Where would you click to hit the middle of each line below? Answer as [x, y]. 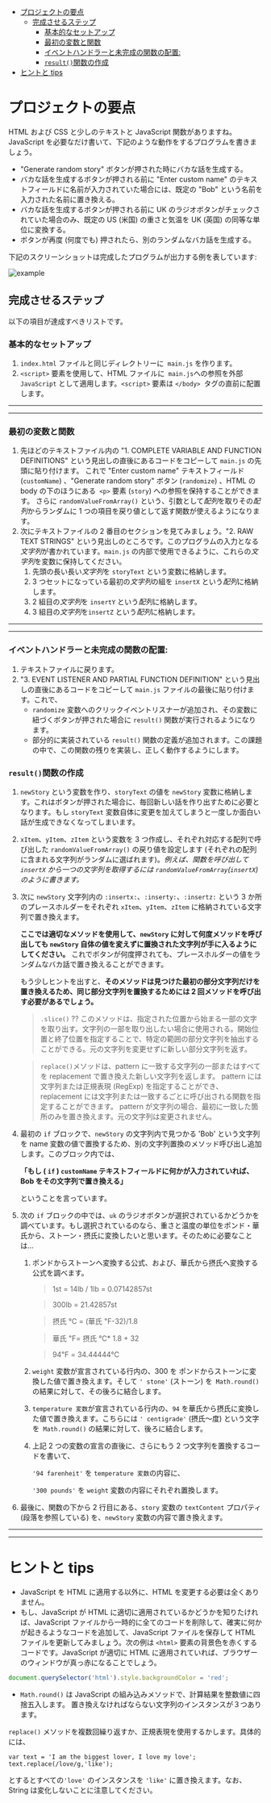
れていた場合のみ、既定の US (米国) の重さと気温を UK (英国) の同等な [136, 219]
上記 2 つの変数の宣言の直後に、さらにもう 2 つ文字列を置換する [139, 1446]
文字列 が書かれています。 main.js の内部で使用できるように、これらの [135, 552]
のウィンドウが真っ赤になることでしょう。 [90, 1662]
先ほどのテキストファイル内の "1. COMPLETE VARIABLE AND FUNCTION [141, 451]
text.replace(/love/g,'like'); [61, 1764]
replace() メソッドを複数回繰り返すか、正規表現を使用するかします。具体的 [135, 1731]
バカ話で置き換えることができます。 [108, 964]
